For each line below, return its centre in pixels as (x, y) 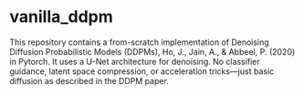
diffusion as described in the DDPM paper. (89, 80)
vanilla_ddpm (62, 17)
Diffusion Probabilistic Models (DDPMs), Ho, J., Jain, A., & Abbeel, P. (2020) (152, 51)
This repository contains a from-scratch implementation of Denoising (139, 42)
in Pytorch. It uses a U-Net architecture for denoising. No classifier (135, 61)
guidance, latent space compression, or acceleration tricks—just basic (142, 71)
